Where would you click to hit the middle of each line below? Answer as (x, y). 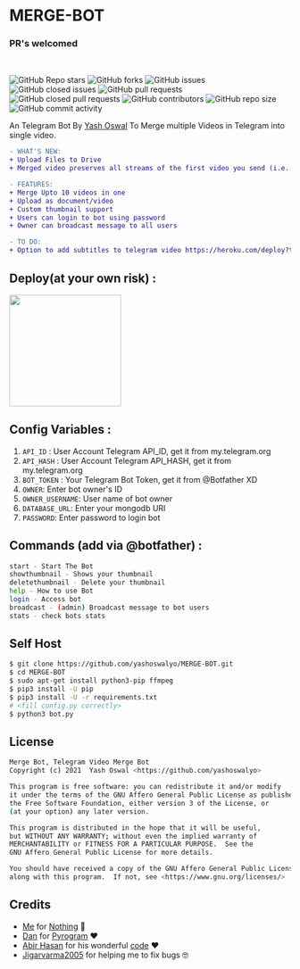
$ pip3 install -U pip (51, 689)
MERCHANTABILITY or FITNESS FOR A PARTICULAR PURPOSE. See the (131, 844)
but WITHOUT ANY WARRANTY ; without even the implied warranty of (133, 836)
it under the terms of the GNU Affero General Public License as (133, 795)
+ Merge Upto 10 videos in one (67, 193)
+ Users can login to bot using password (87, 218)
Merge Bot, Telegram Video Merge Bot (79, 762)
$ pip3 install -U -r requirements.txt (83, 697)
